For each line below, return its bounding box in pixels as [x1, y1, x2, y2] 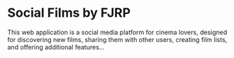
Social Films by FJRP [7, 5, 131, 21]
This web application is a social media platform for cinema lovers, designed [7, 28, 228, 36]
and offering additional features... [7, 43, 105, 51]
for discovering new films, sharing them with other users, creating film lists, [7, 35, 228, 43]
